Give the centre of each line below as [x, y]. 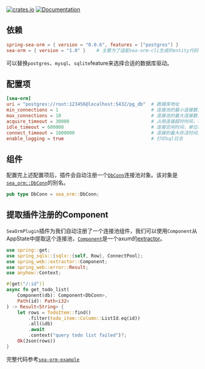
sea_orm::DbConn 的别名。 [38, 183]
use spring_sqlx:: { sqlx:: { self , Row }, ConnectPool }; [75, 256]
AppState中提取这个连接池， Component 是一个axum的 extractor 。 [86, 238]
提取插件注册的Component [57, 215]
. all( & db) [41, 324]
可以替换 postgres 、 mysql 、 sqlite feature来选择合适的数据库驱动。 [89, 63]
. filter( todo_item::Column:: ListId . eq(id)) [84, 318]
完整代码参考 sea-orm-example [43, 359]
